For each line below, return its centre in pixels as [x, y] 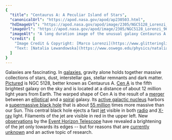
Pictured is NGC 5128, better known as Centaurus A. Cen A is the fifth [79, 83]
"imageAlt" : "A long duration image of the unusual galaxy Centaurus [85, 34]
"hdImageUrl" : [25, 24]
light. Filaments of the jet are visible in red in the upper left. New [81, 116]
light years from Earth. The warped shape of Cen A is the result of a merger [85, 94]
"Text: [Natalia [32, 48]
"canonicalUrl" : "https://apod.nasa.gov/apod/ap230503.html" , [78, 19]
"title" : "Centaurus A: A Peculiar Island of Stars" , [68, 15]
